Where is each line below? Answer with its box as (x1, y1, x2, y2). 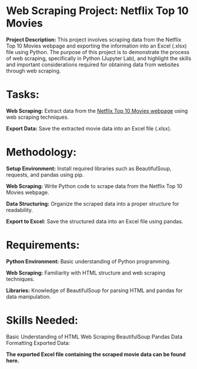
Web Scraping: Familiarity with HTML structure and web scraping (6, 269, 166, 276)
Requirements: (6, 239, 80, 251)
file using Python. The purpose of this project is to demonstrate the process (6, 48, 190, 55)
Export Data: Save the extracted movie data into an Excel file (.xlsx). (6, 125, 172, 132)
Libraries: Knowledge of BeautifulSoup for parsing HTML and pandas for (6, 287, 183, 294)
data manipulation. (6, 293, 51, 300)
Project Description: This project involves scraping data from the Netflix (6, 36, 182, 43)
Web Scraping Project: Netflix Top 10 (6, 4, 189, 18)
